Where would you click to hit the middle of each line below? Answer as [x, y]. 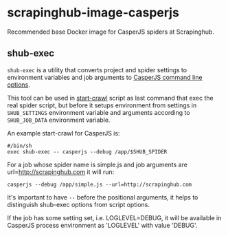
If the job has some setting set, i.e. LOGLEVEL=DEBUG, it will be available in [114, 217]
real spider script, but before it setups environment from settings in [102, 105]
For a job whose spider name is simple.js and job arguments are [97, 164]
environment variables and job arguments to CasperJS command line [105, 77]
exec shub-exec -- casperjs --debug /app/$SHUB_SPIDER [87, 152]
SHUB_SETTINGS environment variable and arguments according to [99, 112]
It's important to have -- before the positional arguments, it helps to [103, 197]
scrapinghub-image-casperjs [93, 13]
